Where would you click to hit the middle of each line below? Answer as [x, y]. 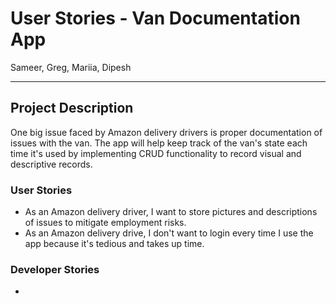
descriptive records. [51, 164]
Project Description [72, 108]
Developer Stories [55, 269]
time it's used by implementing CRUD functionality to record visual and [156, 153]
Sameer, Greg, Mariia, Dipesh [71, 67]
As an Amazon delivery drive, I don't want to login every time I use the [169, 233]
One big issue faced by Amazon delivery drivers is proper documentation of [166, 132]
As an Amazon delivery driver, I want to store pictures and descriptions [171, 212]
